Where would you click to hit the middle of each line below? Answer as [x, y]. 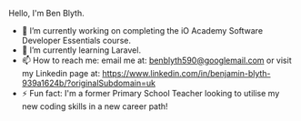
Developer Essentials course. [76, 40]
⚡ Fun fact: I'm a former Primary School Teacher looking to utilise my [150, 93]
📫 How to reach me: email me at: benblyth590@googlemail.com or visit [156, 60]
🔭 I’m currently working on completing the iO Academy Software [142, 30]
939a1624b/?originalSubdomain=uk [89, 83]
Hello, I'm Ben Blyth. [46, 13]
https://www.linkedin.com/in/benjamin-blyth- [186, 73]
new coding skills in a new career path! [95, 106]
